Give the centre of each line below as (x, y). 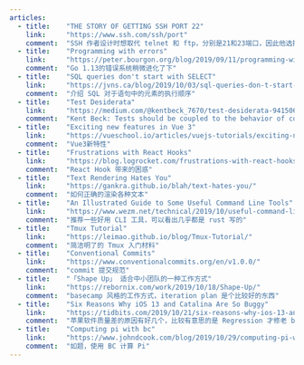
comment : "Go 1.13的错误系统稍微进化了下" (101, 69)
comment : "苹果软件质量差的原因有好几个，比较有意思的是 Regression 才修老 (157, 321)
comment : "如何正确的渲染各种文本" (87, 195)
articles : (28, 18)
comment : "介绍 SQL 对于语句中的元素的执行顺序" (111, 93)
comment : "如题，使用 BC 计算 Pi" (88, 346)
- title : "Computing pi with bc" (86, 330)
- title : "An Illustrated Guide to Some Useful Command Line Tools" (156, 203)
